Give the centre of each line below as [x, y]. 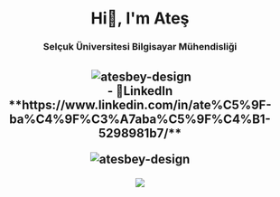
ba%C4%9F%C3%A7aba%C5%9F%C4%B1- [140, 120]
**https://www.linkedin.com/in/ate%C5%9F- [140, 105]
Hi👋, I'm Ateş [140, 19]
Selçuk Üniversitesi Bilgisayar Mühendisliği [140, 47]
